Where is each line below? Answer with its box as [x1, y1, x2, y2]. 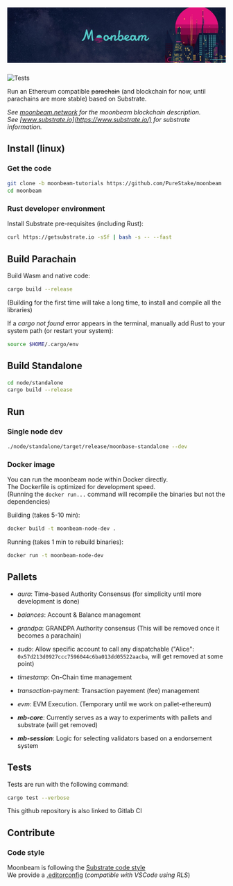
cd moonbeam [7, 187, 42, 194]
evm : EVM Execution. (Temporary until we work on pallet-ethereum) [17, 699, 212, 708]
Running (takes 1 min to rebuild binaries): [7, 538, 123, 546]
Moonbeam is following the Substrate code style [7, 864, 146, 872]
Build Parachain [7, 253, 76, 265]
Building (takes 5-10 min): [7, 511, 80, 520]
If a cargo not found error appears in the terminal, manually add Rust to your [7, 319, 225, 327]
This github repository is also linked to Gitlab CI [7, 807, 142, 815]
